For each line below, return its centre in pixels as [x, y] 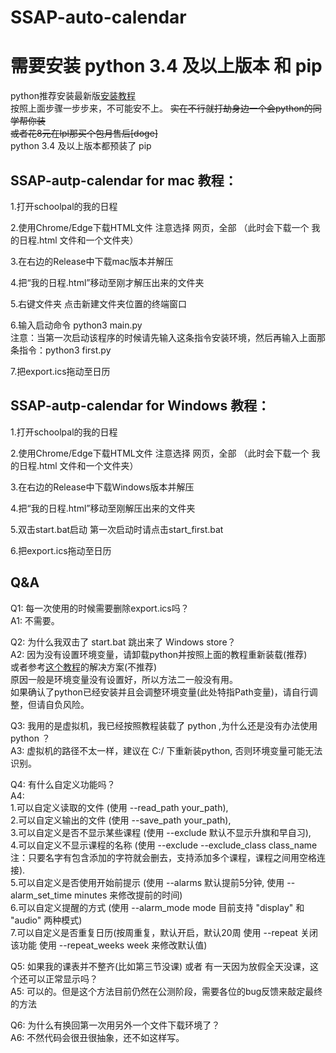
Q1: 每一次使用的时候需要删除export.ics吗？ [100, 608]
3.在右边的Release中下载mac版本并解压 [92, 261]
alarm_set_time [41, 895]
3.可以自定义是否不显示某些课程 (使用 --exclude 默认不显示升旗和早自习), [161, 832]
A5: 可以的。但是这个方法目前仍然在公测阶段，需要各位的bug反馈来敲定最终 [166, 991]
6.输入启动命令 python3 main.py [76, 325]
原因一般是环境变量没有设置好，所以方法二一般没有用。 [124, 679]
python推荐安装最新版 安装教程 [73, 96]
